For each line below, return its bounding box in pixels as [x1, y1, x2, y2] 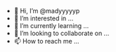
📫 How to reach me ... [13, 37, 79, 45]
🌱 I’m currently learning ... [13, 22, 89, 30]
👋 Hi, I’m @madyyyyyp [13, 7, 80, 15]
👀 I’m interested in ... [13, 14, 74, 22]
